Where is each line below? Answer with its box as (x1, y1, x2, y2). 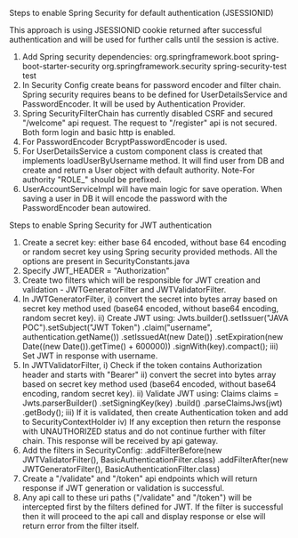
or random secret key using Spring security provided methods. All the (21, 246, 278, 257)
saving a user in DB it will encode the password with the (21, 193, 228, 204)
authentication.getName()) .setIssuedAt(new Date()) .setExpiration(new (21, 332, 284, 341)
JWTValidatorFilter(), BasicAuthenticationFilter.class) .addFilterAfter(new (21, 454, 289, 465)
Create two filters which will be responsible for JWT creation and (21, 275, 261, 285)
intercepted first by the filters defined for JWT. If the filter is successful (21, 502, 284, 512)
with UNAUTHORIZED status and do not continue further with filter (21, 426, 267, 437)
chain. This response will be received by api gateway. (21, 436, 219, 446)
